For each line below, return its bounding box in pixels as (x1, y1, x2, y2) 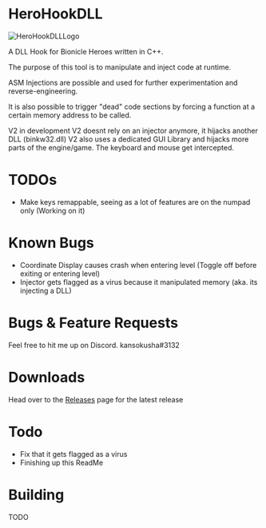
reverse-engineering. (8, 86, 78, 96)
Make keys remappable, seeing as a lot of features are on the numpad (19, 197, 251, 206)
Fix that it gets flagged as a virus (19, 449, 128, 458)
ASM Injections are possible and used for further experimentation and (8, 78, 238, 87)
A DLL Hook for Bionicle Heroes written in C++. (8, 46, 164, 56)
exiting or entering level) (19, 269, 101, 278)
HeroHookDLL (8, 5, 103, 23)
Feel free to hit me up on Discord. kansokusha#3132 (8, 340, 180, 350)
